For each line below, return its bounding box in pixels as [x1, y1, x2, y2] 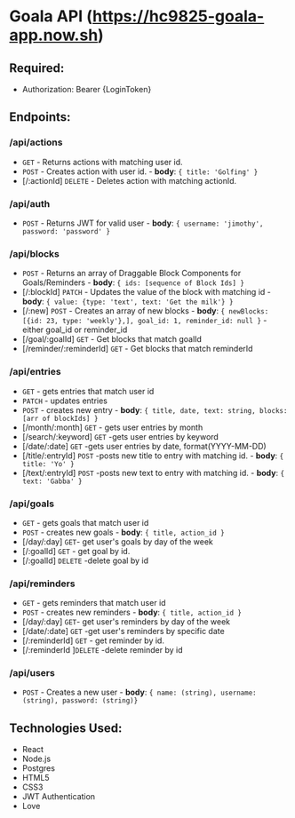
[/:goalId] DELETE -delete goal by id [21, 555, 149, 566]
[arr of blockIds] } [21, 414, 99, 423]
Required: [9, 60, 65, 75]
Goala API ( [9, 6, 93, 27]
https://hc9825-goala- [92, 6, 265, 27]
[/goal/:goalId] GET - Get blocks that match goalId [21, 334, 203, 345]
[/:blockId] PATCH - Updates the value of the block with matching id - [21, 287, 271, 298]
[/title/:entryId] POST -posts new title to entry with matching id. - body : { [21, 450, 284, 461]
